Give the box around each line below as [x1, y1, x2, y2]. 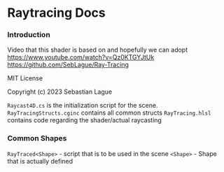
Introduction [7, 30, 50, 40]
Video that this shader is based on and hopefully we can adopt [7, 45, 188, 54]
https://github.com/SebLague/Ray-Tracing [7, 61, 129, 69]
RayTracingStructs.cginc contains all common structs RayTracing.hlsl [7, 108, 211, 117]
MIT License [7, 74, 43, 83]
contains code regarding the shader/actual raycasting [7, 116, 162, 124]
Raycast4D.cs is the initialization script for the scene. [7, 101, 158, 110]
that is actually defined [7, 157, 73, 165]
